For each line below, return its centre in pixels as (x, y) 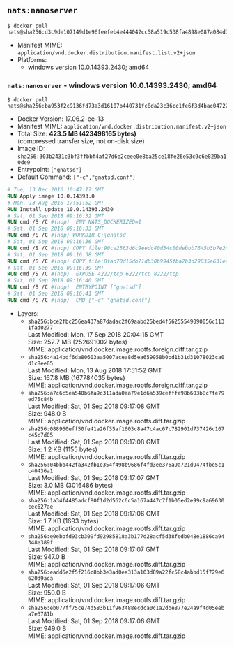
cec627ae (40, 507)
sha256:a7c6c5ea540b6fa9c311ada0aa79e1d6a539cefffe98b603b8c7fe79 (126, 393)
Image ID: (31, 149)
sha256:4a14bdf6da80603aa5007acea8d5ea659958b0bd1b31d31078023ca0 (126, 357)
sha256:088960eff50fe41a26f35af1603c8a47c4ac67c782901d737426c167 (126, 429)
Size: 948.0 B (47, 413)
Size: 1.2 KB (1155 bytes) (62, 449)
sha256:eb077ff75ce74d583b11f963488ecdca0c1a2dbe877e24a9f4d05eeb (126, 608)
